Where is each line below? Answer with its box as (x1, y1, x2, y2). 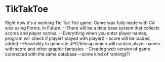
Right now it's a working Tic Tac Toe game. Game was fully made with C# (5, 20, 155, 26)
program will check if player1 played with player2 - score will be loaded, (5, 35, 151, 41)
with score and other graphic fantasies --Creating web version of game (5, 46, 151, 52)
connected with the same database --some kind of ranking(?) (5, 51, 130, 57)
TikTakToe (5, 3, 48, 15)
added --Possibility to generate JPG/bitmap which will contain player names (5, 40, 160, 46)
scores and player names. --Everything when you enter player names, (5, 30, 148, 36)
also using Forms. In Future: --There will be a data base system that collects (5, 25, 160, 31)
